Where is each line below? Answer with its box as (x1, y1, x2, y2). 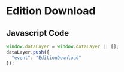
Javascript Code (6, 28, 69, 38)
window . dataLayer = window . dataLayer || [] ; (6, 43, 119, 49)
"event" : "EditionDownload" (11, 55, 82, 61)
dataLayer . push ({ (6, 49, 50, 55)
